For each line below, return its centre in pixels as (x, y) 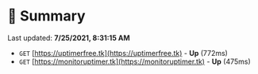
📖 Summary (46, 16)
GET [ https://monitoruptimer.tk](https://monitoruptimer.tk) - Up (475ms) (135, 61)
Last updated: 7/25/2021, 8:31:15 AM (69, 38)
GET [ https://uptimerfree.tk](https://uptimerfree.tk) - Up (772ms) (123, 53)
